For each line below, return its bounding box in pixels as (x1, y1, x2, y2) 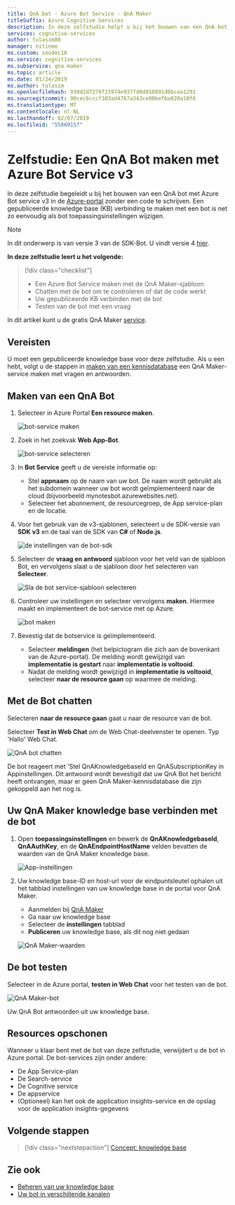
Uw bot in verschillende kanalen (17, 1190, 111, 1198)
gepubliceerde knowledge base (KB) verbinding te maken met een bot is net (7, 204, 228, 213)
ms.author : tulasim (7, 82, 65, 89)
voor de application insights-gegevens (17, 1105, 129, 1113)
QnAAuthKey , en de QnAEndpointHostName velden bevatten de (17, 841, 208, 850)
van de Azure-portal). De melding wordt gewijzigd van (27, 653, 185, 661)
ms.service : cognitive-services (7, 56, 102, 63)
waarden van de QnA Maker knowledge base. (17, 849, 149, 858)
